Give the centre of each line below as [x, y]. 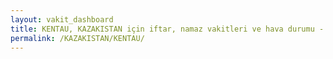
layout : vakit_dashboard [62, 19]
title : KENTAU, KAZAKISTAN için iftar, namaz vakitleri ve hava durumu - [167, 29]
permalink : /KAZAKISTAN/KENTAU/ [77, 38]
